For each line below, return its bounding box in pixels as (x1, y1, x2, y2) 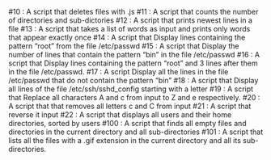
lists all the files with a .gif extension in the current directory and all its (8, 136, 241, 145)
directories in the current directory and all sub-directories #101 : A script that (8, 127, 264, 137)
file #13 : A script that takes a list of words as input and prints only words (8, 24, 251, 33)
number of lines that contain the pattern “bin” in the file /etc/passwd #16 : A (8, 50, 260, 59)
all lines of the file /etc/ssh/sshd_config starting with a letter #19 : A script (8, 84, 253, 94)
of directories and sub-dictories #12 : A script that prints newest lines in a (8, 15, 253, 25)
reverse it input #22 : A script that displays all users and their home (8, 110, 232, 120)
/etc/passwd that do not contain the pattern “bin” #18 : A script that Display (8, 76, 259, 85)
